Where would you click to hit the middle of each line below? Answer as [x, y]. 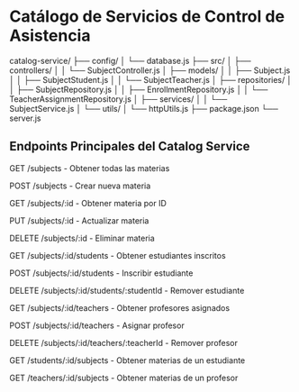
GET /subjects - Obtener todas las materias [90, 168]
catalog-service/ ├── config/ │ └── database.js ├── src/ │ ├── [131, 60]
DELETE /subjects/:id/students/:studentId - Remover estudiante [127, 290]
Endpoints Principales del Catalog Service [130, 146]
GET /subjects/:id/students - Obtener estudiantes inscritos [118, 255]
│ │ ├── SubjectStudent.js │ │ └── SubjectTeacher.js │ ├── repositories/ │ [151, 79]
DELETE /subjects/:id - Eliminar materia [82, 238]
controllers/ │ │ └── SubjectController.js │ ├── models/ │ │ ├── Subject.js [150, 70]
